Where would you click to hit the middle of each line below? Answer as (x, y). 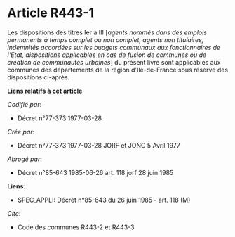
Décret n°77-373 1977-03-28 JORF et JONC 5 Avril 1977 (99, 145)
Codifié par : (25, 104)
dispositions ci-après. (39, 77)
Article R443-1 (51, 13)
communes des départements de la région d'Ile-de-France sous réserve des (118, 70)
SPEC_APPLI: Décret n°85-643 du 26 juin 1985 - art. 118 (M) (104, 200)
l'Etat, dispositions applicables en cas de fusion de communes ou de (107, 55)
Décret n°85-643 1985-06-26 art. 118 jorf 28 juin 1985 (95, 172)
